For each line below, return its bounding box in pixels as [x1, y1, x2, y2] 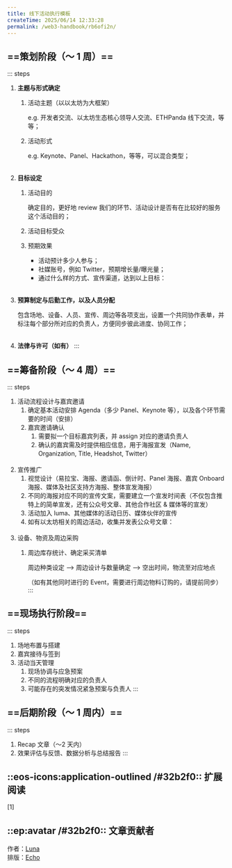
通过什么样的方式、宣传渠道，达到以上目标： [38, 274, 167, 282]
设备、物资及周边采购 [17, 533, 78, 542]
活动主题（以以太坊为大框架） [27, 99, 113, 107]
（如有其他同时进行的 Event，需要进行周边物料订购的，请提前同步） [27, 578, 222, 586]
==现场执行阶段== [7, 608, 88, 620]
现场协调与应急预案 [27, 667, 83, 675]
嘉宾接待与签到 [17, 650, 60, 658]
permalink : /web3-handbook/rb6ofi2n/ [7, 23, 117, 30]
